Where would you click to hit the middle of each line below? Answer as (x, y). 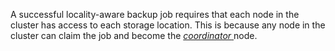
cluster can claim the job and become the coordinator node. (134, 35)
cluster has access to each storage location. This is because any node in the (168, 25)
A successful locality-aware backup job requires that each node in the (155, 14)
